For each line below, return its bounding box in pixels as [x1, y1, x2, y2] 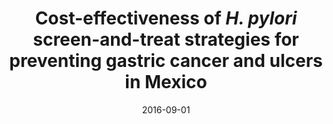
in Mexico [124, 71, 208, 94]
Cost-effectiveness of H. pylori [34, 7, 298, 30]
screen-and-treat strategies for [32, 28, 300, 51]
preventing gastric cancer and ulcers [9, 50, 323, 72]
